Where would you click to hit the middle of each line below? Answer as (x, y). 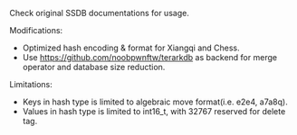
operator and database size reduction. (94, 67)
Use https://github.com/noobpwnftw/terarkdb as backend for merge (150, 57)
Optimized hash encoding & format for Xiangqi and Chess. (131, 48)
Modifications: (36, 30)
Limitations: (31, 84)
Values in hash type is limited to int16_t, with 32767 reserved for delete (154, 111)
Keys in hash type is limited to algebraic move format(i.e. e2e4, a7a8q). (155, 102)
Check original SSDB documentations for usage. (100, 13)
